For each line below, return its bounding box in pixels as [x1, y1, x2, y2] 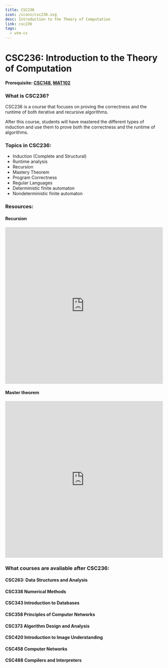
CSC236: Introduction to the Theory [5, 52, 158, 64]
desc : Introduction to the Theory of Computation [5, 17, 111, 22]
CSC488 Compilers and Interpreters [5, 657, 82, 663]
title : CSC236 [5, 7, 35, 13]
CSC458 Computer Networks [5, 645, 67, 652]
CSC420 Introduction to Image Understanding [5, 634, 103, 640]
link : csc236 [5, 21, 32, 27]
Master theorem [5, 390, 39, 396]
